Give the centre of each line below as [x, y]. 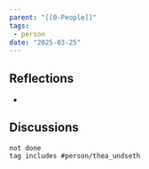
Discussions [44, 128]
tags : [19, 26]
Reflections [42, 78]
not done [25, 148]
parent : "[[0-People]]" [53, 17]
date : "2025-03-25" [45, 42]
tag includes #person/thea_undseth [75, 156]
